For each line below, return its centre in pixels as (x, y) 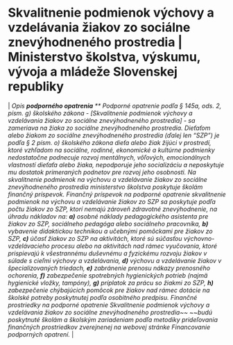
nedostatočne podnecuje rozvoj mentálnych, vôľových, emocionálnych (109, 157)
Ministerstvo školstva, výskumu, (104, 57)
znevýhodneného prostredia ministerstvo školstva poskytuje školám (105, 187)
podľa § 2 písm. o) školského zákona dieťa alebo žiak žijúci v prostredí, (110, 142)
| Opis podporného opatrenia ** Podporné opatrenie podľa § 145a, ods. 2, (115, 106)
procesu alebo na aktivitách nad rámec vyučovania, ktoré (135, 246)
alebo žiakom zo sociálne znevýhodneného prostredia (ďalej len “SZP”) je (114, 135)
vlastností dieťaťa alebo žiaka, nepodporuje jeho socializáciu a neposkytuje (116, 165)
